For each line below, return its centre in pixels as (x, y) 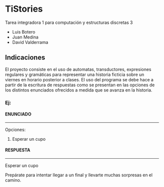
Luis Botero (24, 32)
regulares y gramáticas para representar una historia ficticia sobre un (75, 75)
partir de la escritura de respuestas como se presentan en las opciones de (80, 85)
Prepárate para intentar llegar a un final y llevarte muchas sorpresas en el (79, 175)
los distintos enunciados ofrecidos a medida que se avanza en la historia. (79, 90)
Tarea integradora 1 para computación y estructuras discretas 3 (69, 22)
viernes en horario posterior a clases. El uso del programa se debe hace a (79, 79)
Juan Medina (25, 37)
